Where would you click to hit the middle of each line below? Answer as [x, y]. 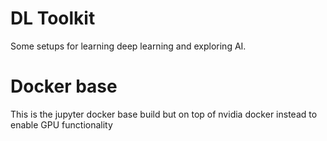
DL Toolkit [53, 18]
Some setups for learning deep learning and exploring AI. [128, 46]
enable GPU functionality [61, 124]
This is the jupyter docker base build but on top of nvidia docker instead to [164, 114]
